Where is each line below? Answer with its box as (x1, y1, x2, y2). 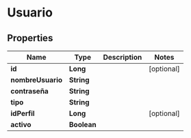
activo (10, 120, 32, 129)
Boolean (68, 120, 97, 129)
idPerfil (10, 108, 36, 118)
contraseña (10, 87, 49, 95)
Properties (7, 32, 53, 44)
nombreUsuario (10, 76, 63, 84)
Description (103, 53, 142, 62)
